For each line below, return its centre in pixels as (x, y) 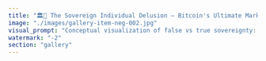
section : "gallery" (40, 45)
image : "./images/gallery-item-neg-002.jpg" (83, 23)
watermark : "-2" (35, 38)
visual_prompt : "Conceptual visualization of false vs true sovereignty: (133, 30)
